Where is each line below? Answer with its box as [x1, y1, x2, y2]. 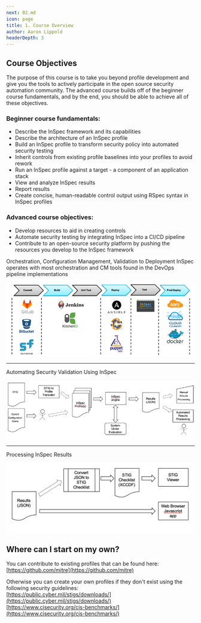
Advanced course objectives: [6, 213, 94, 221]
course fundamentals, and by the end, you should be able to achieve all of [6, 93, 189, 100]
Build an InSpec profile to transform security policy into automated [14, 141, 179, 148]
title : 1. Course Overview [6, 22, 74, 28]
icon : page [6, 16, 33, 22]
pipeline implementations [6, 270, 68, 277]
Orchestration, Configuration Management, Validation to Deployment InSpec [6, 257, 194, 265]
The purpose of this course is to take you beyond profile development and [6, 74, 190, 81]
